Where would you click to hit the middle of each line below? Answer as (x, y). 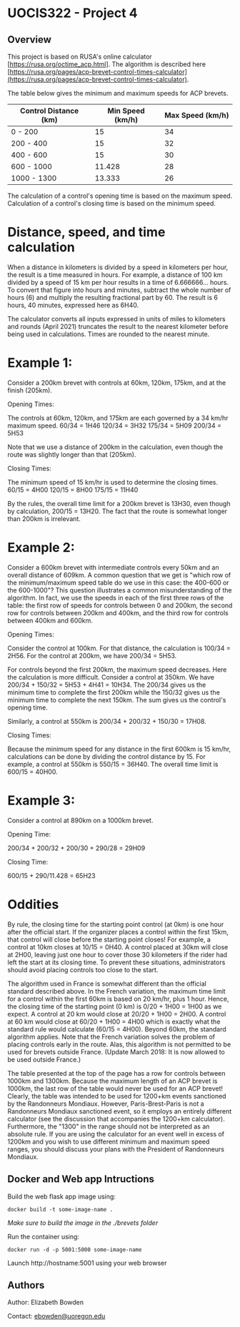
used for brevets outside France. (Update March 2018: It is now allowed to (116, 1051)
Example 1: (40, 363)
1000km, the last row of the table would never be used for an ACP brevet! (115, 1088)
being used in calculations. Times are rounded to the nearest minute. (109, 334)
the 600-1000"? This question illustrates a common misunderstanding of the (120, 590)
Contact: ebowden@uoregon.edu (56, 1316)
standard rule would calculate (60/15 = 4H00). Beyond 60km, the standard (117, 1029)
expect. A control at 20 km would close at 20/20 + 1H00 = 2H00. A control (117, 1014)
